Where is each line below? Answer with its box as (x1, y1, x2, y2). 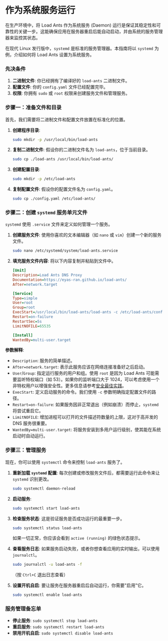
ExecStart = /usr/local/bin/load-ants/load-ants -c (12, 309, 118, 315)
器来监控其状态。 (5, 35, 40, 41)
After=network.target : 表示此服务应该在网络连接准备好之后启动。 (12, 364, 147, 370)
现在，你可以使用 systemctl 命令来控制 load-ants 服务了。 (5, 459, 125, 465)
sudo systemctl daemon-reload (12, 486, 76, 491)
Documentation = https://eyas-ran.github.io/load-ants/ (12, 277, 127, 282)
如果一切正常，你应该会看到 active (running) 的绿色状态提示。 (12, 535, 143, 541)
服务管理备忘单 (5, 605, 41, 612)
